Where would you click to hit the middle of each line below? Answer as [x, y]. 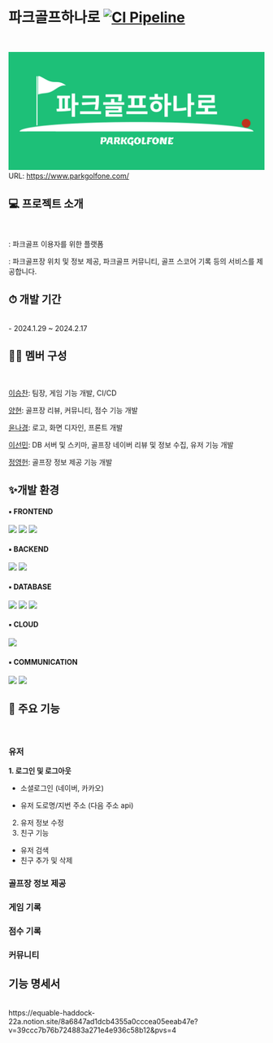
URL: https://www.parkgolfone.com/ [69, 176]
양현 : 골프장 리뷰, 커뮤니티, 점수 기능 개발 [73, 410]
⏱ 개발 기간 [35, 300]
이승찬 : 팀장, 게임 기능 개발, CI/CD [63, 393]
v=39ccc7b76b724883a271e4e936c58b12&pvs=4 [93, 1030]
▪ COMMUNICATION [43, 662]
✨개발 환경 [34, 490]
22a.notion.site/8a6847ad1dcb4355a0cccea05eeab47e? [103, 1021]
